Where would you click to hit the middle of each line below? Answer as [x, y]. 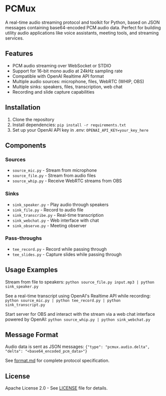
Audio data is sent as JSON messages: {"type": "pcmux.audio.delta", [78, 346]
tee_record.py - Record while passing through [59, 249]
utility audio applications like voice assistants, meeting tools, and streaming [82, 33]
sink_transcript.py [25, 305]
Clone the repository [33, 119]
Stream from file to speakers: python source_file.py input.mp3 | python [80, 282]
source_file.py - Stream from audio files [54, 176]
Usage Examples [31, 270]
